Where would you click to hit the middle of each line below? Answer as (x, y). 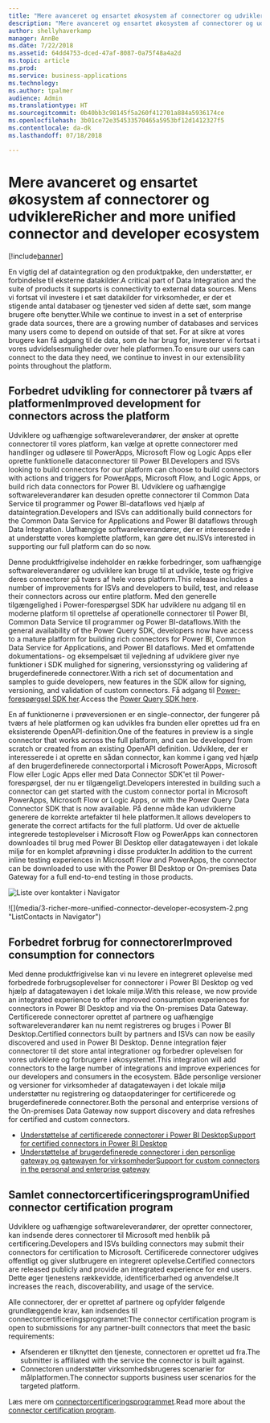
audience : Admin (35, 98)
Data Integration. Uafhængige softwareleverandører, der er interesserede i (131, 530)
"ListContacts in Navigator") (55, 917)
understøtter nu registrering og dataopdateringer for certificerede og (122, 1094)
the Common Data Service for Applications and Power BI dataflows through (133, 521)
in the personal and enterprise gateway (85, 1169)
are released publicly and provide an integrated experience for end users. (130, 1269)
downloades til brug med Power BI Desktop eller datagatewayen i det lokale (133, 843)
